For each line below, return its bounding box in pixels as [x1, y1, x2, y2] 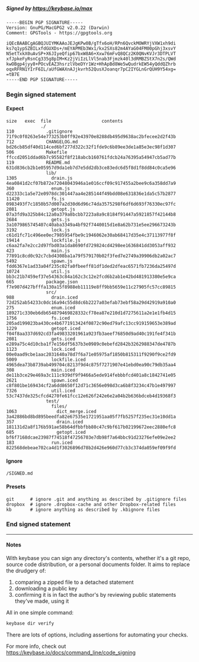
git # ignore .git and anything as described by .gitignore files [6, 496, 187, 502]
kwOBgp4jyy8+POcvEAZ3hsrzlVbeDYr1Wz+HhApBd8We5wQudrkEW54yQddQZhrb [6, 61, 176, 67]
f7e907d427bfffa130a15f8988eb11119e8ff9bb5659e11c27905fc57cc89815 [6, 284, 176, 290]
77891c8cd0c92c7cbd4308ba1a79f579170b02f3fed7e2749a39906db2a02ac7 [6, 253, 176, 259]
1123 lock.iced [6, 347, 76, 353]
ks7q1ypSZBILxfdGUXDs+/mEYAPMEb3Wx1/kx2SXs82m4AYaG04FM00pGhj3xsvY [6, 45, 176, 52]
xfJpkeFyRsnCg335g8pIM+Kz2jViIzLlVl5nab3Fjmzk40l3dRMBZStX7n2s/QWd [6, 56, 176, 62]
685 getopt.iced [6, 430, 86, 436]
